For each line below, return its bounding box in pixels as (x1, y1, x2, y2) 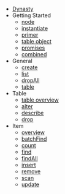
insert (21, 162, 36, 168)
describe (21, 110, 44, 116)
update (21, 181, 40, 188)
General (12, 58, 32, 64)
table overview (21, 96, 59, 103)
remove (21, 168, 41, 175)
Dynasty (12, 6, 34, 12)
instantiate (21, 24, 48, 32)
